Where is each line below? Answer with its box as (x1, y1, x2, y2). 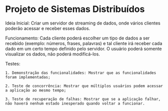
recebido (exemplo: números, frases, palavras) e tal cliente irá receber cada (5, 40, 162, 46)
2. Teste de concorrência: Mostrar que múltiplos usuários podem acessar (5, 83, 163, 88)
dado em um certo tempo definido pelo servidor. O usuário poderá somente (5, 45, 162, 51)
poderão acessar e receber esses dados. (5, 25, 91, 31)
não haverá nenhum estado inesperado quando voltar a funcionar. (5, 101, 145, 106)
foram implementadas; (5, 74, 51, 79)
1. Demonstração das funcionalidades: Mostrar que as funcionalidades (5, 70, 156, 75)
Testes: (5, 60, 21, 66)
